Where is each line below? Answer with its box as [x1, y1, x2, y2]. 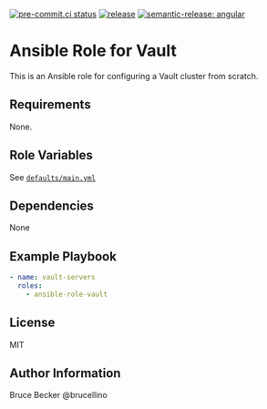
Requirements [9, 97, 91, 113]
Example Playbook [9, 249, 117, 264]
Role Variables [9, 148, 93, 163]
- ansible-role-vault [26, 290, 108, 299]
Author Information [9, 365, 121, 382]
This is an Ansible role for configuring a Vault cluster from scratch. [9, 70, 259, 81]
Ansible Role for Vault [9, 41, 178, 61]
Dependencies [9, 198, 94, 213]
